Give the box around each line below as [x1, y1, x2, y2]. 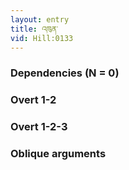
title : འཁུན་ [10, 24, 59, 34]
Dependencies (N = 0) [10, 66, 120, 80]
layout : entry [10, 14, 70, 25]
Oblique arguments [10, 147, 107, 161]
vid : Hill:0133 [10, 33, 74, 43]
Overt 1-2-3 [10, 120, 68, 134]
